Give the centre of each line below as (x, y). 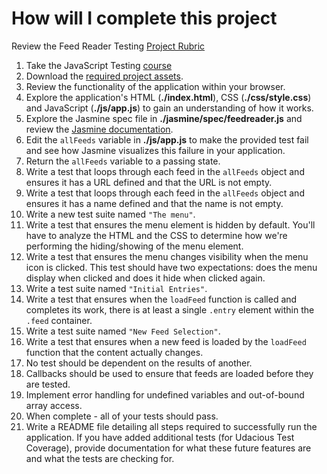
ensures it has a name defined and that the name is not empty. (154, 203)
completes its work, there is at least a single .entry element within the (170, 309)
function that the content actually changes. (114, 352)
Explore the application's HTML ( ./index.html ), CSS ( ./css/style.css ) (168, 97)
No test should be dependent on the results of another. (139, 363)
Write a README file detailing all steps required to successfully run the (171, 426)
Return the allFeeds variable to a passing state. (123, 161)
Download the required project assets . (104, 76)
